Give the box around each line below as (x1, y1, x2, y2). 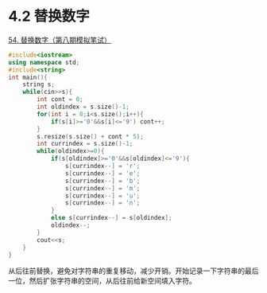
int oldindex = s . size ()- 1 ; (37, 103, 130, 111)
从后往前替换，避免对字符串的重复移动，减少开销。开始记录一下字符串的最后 (8, 266, 259, 275)
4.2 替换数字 (8, 7, 90, 25)
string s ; (22, 80, 56, 88)
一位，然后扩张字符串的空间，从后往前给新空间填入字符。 (8, 276, 196, 286)
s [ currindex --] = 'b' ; (64, 177, 141, 185)
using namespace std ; (8, 58, 80, 66)
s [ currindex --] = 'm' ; (64, 184, 141, 192)
